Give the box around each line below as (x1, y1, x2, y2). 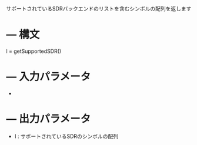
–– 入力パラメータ (6, 70, 91, 83)
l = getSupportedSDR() (6, 48, 62, 55)
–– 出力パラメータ (6, 112, 91, 126)
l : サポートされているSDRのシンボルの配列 (14, 133, 119, 140)
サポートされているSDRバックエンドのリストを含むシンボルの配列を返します (6, 5, 192, 12)
